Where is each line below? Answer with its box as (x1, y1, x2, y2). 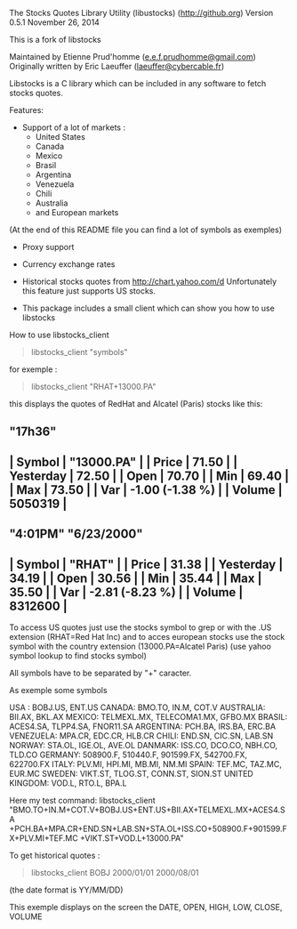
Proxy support (21, 242, 75, 252)
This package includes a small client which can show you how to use (21, 303, 276, 313)
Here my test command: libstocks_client (9, 795, 156, 805)
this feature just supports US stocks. (21, 286, 157, 296)
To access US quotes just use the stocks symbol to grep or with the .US (9, 622, 272, 633)
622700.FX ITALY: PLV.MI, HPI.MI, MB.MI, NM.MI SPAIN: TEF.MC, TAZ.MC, (9, 758, 282, 769)
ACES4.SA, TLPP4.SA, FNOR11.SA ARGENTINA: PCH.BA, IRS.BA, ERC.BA (9, 721, 277, 731)
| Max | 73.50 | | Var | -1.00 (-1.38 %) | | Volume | (9, 482, 283, 497)
